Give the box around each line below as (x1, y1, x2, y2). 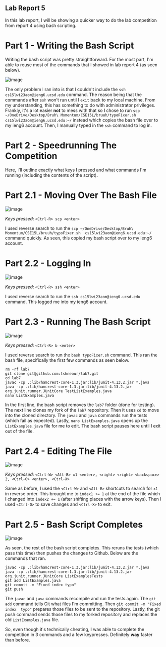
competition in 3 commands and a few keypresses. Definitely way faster (5, 632, 153, 638)
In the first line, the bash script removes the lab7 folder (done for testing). (5, 402, 155, 408)
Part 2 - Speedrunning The (5, 139, 117, 151)
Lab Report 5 (5, 4, 46, 12)
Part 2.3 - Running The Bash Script (5, 316, 151, 327)
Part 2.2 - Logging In (5, 257, 91, 269)
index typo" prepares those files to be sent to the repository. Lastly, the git (5, 606, 160, 612)
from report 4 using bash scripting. (5, 22, 77, 28)
